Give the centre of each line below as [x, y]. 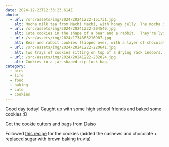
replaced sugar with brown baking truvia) [48, 139]
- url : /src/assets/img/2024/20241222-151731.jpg [63, 19]
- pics [17, 71]
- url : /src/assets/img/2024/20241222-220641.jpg [63, 47]
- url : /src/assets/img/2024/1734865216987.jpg [61, 38]
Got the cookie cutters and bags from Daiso [51, 124]
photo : [12, 15]
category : [16, 66]
